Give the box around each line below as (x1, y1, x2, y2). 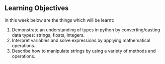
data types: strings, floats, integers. (11, 32, 85, 38)
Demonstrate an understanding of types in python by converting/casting (11, 27, 160, 33)
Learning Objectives (4, 4, 69, 12)
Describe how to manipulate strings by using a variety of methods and (11, 48, 156, 54)
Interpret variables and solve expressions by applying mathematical (11, 37, 151, 43)
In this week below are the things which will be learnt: (4, 17, 115, 23)
